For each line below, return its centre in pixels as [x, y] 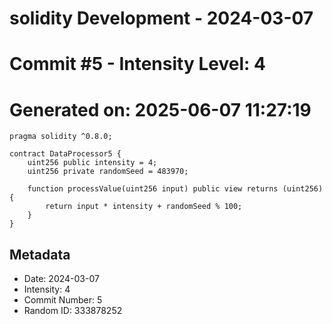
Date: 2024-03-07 [61, 279]
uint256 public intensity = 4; [92, 163]
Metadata [40, 254]
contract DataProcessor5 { [65, 154]
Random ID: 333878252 [73, 311]
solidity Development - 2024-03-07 [161, 18]
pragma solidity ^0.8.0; [61, 137]
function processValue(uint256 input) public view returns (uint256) [175, 189]
